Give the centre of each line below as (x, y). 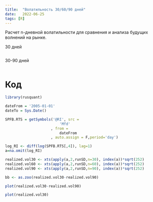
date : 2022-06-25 (25, 14)
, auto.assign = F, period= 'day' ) (85, 137)
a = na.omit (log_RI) (24, 151)
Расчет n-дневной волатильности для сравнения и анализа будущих (76, 33)
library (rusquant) (24, 98)
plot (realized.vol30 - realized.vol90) (43, 186)
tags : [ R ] (15, 18)
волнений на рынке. (26, 37)
